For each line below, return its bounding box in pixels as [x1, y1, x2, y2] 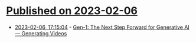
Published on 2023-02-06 [6, 4, 138, 18]
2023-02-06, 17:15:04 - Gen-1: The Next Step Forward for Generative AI [14, 24, 190, 31]
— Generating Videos [14, 29, 67, 37]
